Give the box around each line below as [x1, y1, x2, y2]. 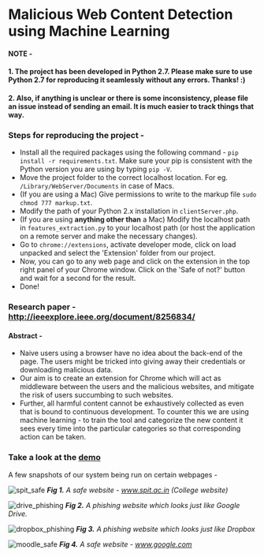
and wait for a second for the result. [19, 274, 136, 283]
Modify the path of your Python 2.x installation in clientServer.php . [19, 207, 239, 216]
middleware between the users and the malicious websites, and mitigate [19, 382, 255, 391]
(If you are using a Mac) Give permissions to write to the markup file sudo [19, 189, 257, 199]
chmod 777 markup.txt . [19, 198, 93, 207]
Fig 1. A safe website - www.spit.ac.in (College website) [46, 485, 229, 495]
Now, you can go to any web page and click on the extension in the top [19, 256, 251, 266]
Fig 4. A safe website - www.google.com [58, 539, 192, 549]
